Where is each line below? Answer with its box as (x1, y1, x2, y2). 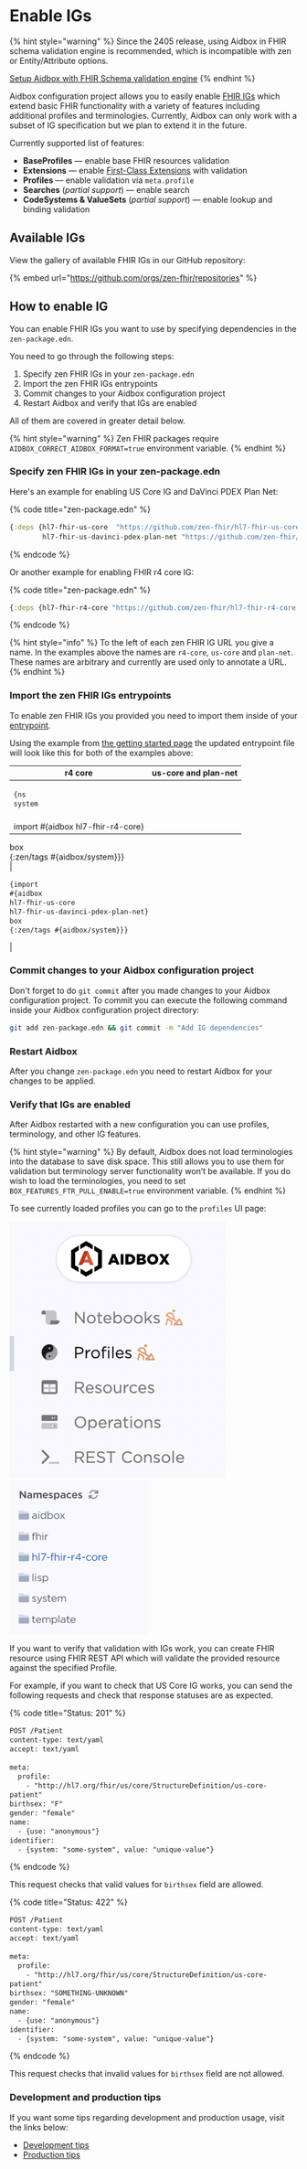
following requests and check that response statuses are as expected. (9, 1690, 274, 1701)
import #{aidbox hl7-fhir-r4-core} (13, 821, 144, 832)
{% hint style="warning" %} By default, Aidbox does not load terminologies (9, 1147, 293, 1158)
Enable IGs (9, 5, 92, 27)
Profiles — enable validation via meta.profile (22, 175, 195, 186)
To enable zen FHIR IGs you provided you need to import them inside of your (9, 710, 298, 721)
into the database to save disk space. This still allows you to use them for (9, 1156, 285, 1167)
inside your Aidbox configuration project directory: (9, 1004, 199, 1015)
